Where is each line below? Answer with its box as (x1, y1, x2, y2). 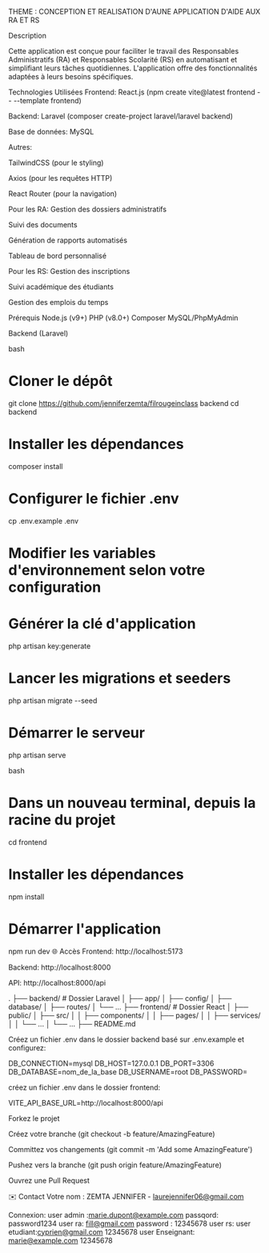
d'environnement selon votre (8, 561, 206, 579)
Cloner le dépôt (8, 372, 113, 391)
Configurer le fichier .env (8, 490, 179, 508)
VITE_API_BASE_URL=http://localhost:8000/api (8, 1098, 164, 1107)
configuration (8, 578, 102, 596)
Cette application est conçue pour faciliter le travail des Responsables (8, 46, 239, 55)
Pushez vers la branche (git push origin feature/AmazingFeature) (8, 1160, 223, 1170)
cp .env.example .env (8, 516, 78, 525)
